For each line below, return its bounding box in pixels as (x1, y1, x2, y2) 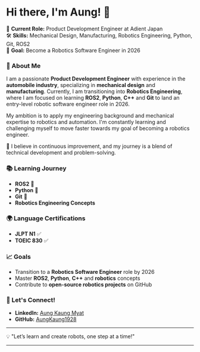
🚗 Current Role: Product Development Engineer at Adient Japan (6, 25, 163, 32)
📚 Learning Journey (6, 164, 67, 172)
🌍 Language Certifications (6, 214, 86, 223)
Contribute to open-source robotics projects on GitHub (14, 281, 152, 288)
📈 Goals (6, 252, 31, 261)
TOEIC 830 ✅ (14, 237, 49, 244)
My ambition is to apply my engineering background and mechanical (6, 112, 174, 119)
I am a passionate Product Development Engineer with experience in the (6, 75, 186, 82)
